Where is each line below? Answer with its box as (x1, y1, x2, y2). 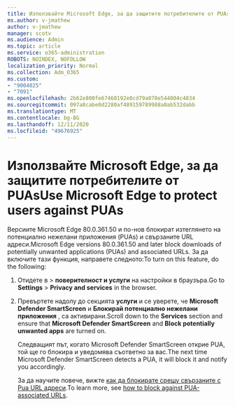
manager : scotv (7, 29, 52, 37)
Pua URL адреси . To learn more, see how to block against (17, 384, 183, 392)
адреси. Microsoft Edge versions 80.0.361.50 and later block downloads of (7, 240, 222, 248)
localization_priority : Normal (7, 62, 99, 69)
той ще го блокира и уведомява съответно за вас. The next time (17, 348, 208, 356)
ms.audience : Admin (7, 36, 64, 43)
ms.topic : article (7, 43, 61, 50)
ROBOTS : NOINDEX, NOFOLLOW (7, 56, 86, 63)
